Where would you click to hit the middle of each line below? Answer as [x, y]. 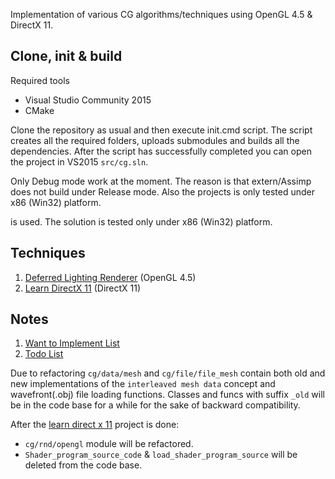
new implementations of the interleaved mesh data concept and [143, 384]
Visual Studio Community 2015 [88, 100]
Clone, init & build [66, 56]
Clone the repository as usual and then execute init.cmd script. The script [161, 130]
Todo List [44, 354]
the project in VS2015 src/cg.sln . [79, 161]
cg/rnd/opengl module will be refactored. [109, 444]
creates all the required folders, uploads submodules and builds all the [155, 140]
